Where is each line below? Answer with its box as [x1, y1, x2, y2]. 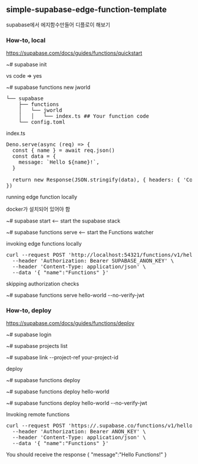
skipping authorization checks [6, 280, 80, 287]
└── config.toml [18, 119, 66, 125]
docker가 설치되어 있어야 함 [6, 206, 71, 213]
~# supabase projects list [6, 343, 68, 350]
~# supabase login [6, 331, 52, 338]
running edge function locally [6, 194, 78, 201]
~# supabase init [6, 61, 47, 68]
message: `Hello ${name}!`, [18, 159, 100, 165]
